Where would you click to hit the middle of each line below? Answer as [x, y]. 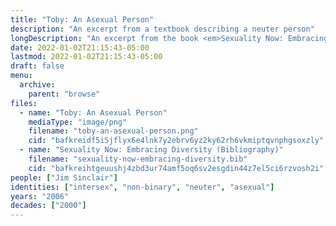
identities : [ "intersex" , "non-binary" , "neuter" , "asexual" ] [142, 187]
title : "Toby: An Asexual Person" [82, 19]
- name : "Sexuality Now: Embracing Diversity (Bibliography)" [151, 150]
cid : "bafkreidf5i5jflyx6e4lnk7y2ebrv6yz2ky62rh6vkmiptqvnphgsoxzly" [176, 141]
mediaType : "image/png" [78, 122]
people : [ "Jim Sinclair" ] [64, 177]
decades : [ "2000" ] [48, 206]
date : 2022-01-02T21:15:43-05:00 [80, 47]
